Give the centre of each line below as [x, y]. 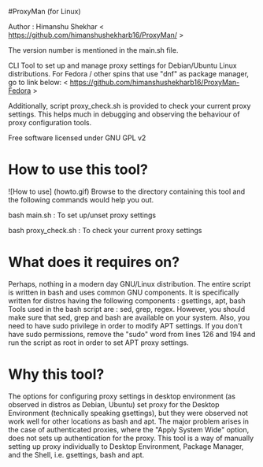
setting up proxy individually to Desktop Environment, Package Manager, [126, 446]
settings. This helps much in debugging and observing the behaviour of [124, 114]
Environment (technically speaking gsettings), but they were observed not [128, 413]
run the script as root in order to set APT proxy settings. [98, 343]
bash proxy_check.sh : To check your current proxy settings [105, 230]
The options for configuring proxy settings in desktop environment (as [122, 396]
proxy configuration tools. [50, 122]
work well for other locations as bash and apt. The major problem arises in [129, 421]
